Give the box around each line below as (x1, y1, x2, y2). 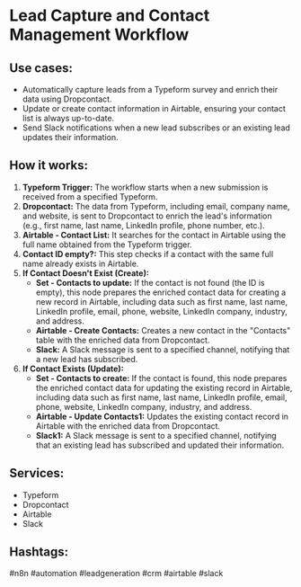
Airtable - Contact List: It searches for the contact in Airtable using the (22, 229, 286, 240)
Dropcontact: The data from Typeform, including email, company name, (22, 200, 290, 211)
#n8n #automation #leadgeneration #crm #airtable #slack (9, 568, 224, 579)
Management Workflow (9, 24, 190, 45)
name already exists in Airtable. (22, 258, 139, 269)
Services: (9, 466, 65, 481)
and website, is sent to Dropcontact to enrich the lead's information (22, 210, 272, 221)
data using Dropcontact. (22, 93, 112, 104)
